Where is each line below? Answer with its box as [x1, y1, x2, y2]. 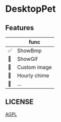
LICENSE [5, 97, 34, 106]
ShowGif [17, 56, 38, 62]
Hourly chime [17, 72, 49, 79]
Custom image [17, 64, 52, 70]
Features [5, 23, 34, 32]
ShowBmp [17, 47, 42, 54]
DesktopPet [5, 3, 56, 15]
